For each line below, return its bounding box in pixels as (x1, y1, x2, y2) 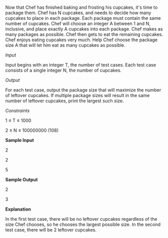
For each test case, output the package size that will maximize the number (5, 87, 161, 93)
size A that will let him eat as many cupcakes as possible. (5, 42, 126, 48)
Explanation (5, 206, 32, 212)
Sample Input (5, 137, 34, 143)
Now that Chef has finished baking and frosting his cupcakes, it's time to (5, 5, 158, 10)
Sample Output (5, 176, 38, 183)
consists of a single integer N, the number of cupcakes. (5, 67, 122, 73)
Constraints (5, 108, 30, 113)
